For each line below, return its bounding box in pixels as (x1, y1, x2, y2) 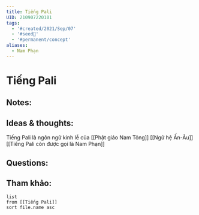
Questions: (6, 157, 49, 168)
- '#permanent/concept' (11, 37, 71, 43)
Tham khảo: (6, 178, 52, 188)
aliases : (6, 43, 28, 49)
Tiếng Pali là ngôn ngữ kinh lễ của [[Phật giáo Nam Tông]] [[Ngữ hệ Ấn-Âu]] (6, 134, 194, 141)
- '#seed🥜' (11, 31, 39, 37)
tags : (6, 20, 20, 26)
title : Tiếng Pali (6, 8, 52, 15)
